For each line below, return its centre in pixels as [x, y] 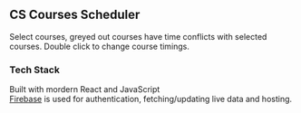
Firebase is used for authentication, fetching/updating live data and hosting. [151, 99]
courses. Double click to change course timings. [100, 46]
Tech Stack [35, 70]
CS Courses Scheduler [75, 15]
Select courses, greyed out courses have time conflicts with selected [138, 36]
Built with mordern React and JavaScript [85, 89]
